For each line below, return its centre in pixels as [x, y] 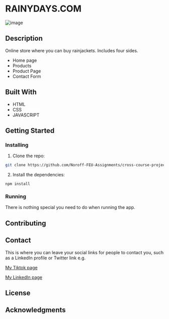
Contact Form [27, 76]
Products [22, 65]
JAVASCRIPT [26, 115]
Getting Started [30, 130]
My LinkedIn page [24, 277]
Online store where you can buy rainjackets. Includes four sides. [72, 50]
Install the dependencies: [39, 175]
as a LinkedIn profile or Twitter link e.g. [46, 258]
